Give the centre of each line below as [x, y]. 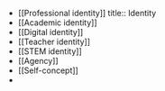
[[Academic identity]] [57, 23]
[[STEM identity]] [50, 51]
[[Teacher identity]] [54, 41]
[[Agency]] [38, 61]
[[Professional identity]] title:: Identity [87, 13]
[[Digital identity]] [50, 32]
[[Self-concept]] [48, 70]
